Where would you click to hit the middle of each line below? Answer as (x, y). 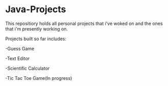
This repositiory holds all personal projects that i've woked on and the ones (84, 23)
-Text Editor (18, 58)
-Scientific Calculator (27, 68)
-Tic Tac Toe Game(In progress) (39, 78)
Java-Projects (36, 9)
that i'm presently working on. (37, 28)
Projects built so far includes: (36, 39)
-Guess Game (20, 48)
